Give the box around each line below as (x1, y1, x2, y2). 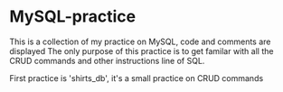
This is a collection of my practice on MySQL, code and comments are (9, 36, 271, 47)
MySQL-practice (9, 6, 137, 27)
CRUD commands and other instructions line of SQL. (9, 55, 205, 66)
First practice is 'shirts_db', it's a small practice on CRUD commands (9, 72, 264, 83)
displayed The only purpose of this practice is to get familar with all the (9, 45, 274, 56)
